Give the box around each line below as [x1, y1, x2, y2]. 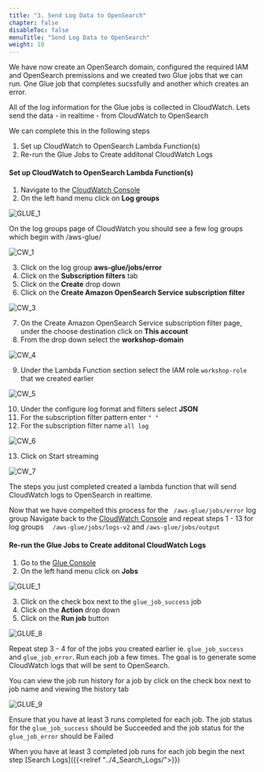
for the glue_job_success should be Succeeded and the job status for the [9, 722, 244, 732]
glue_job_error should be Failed [9, 731, 114, 741]
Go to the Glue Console [20, 557, 97, 567]
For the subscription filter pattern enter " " [20, 413, 159, 422]
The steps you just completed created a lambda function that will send [9, 482, 237, 491]
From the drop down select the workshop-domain [20, 335, 184, 344]
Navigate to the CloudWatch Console [20, 186, 141, 195]
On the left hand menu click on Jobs [20, 566, 138, 575]
